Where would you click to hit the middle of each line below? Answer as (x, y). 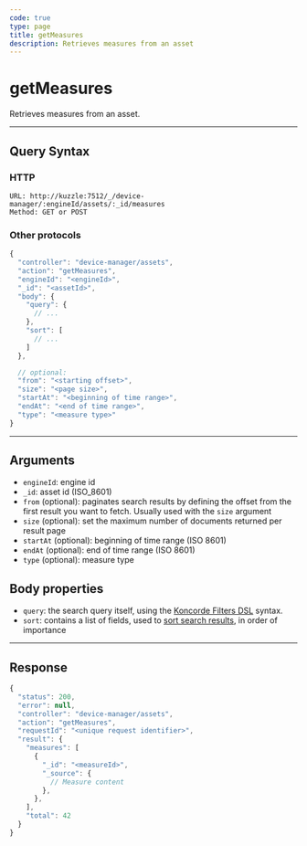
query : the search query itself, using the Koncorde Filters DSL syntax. (153, 611)
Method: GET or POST (49, 212)
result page (44, 531)
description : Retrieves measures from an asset (102, 43)
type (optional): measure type (78, 560)
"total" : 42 (48, 816)
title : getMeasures (47, 35)
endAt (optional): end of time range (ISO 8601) (109, 550)
